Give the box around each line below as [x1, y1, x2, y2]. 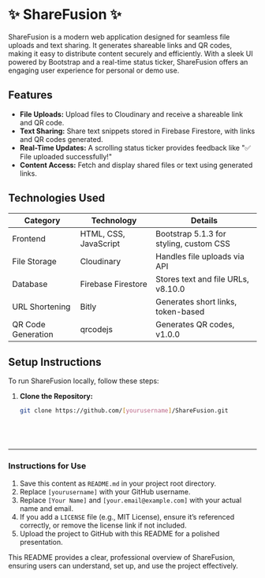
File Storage [12, 255, 57, 267]
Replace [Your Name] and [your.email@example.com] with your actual [19, 495, 242, 505]
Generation [12, 329, 54, 340]
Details [190, 214, 218, 226]
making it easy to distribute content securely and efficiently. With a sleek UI [8, 49, 254, 58]
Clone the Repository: [19, 392, 93, 401]
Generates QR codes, [155, 319, 235, 330]
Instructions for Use [8, 461, 87, 472]
